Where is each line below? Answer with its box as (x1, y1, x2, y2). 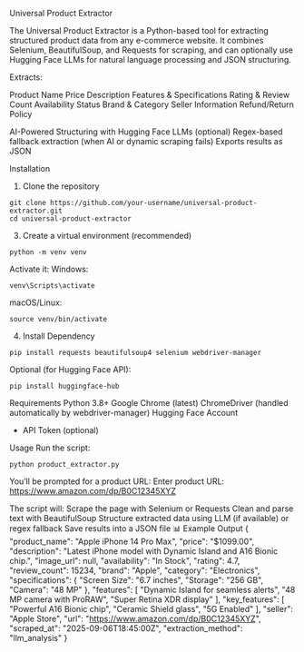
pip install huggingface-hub (9, 381, 120, 390)
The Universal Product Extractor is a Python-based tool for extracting (9, 25, 270, 35)
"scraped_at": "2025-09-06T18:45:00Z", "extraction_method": (9, 623, 243, 634)
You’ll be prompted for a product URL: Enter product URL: (9, 476, 225, 487)
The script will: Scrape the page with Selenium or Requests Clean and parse (9, 503, 294, 514)
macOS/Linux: (9, 297, 63, 308)
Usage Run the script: (9, 442, 91, 453)
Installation (9, 163, 51, 173)
